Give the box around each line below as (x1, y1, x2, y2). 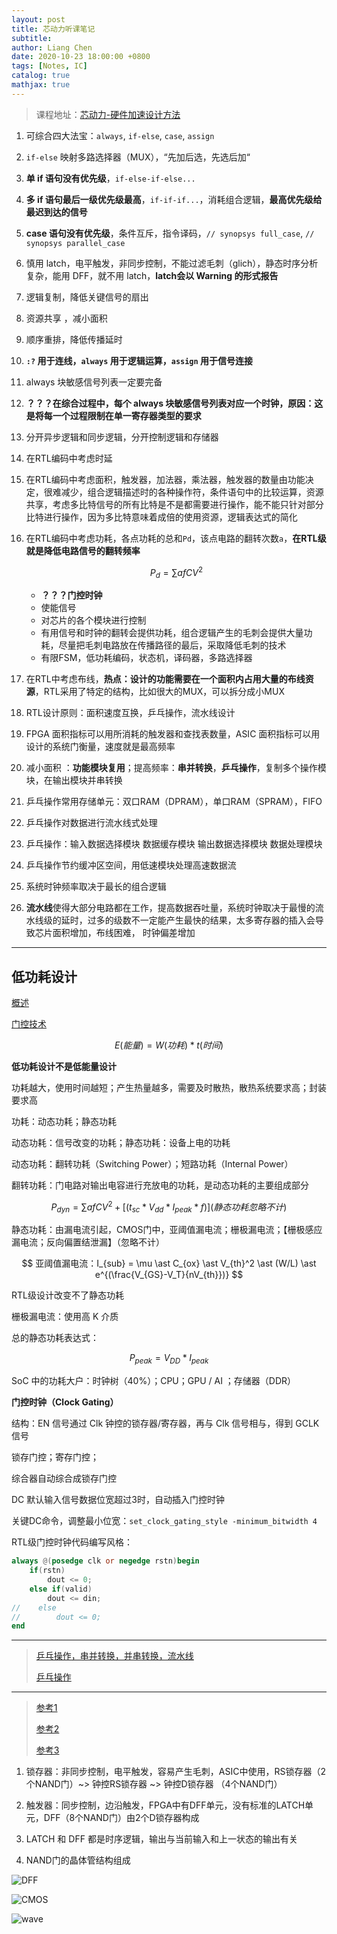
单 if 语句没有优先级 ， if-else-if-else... (25, 172, 196, 184)
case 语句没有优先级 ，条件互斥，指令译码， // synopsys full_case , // (25, 227, 315, 239)
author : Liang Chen (11, 42, 93, 53)
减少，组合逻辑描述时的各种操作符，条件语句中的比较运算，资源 (60, 486, 324, 498)
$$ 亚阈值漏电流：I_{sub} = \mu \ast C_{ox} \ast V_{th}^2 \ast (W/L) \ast (21, 1257, 317, 1270)
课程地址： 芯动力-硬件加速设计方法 (35, 108, 181, 120)
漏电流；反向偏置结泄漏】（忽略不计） (11, 1236, 165, 1248)
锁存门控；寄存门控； (11, 1451, 99, 1463)
